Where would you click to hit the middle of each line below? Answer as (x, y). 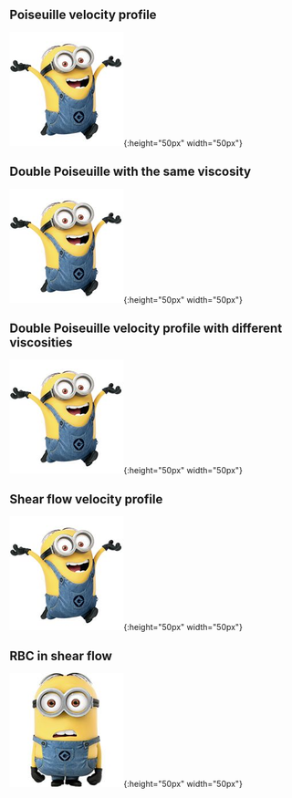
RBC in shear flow (61, 656)
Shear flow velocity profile (86, 499)
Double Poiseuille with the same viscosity (130, 172)
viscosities (41, 342)
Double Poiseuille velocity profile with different (146, 329)
